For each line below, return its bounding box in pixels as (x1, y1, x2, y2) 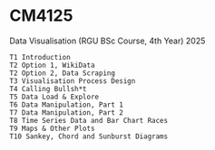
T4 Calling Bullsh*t (9, 84, 88, 93)
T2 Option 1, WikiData (9, 61, 95, 70)
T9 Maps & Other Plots (9, 124, 95, 133)
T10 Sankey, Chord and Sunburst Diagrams (9, 132, 169, 141)
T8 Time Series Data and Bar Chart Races (9, 116, 169, 125)
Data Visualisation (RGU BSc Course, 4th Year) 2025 (9, 35, 206, 46)
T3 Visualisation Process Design (9, 76, 136, 86)
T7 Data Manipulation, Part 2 (9, 108, 124, 117)
